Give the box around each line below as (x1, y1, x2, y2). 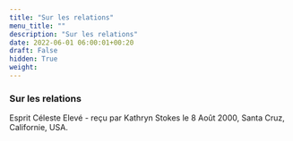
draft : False (9, 46, 58, 55)
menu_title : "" (9, 21, 66, 30)
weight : (9, 63, 39, 72)
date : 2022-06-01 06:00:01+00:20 (9, 37, 134, 47)
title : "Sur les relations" (9, 12, 115, 22)
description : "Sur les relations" (9, 29, 139, 38)
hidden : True (9, 54, 58, 63)
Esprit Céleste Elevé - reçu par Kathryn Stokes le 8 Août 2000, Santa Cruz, (9, 112, 285, 123)
